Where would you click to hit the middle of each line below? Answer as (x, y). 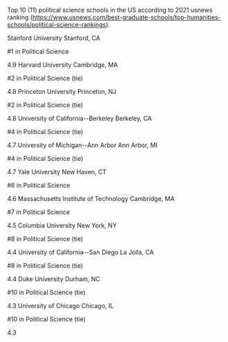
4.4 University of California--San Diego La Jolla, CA (80, 252)
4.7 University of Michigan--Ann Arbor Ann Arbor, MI (82, 145)
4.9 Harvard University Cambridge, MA (63, 65)
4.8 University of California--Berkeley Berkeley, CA (79, 118)
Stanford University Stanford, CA (54, 38)
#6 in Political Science (39, 185)
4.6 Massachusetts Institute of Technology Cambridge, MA (91, 199)
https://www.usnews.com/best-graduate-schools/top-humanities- (126, 17)
